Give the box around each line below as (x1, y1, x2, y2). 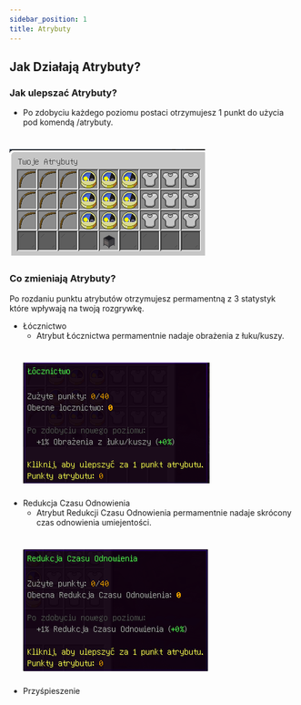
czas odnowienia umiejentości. (35, 516, 152, 527)
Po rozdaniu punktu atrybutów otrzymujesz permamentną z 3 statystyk (9, 292, 276, 304)
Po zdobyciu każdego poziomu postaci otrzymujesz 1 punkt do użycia (22, 107, 285, 118)
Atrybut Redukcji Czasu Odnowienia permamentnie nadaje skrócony (35, 506, 293, 518)
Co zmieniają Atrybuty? (9, 272, 116, 285)
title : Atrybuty (9, 24, 71, 34)
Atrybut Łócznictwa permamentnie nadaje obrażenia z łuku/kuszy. (35, 330, 285, 341)
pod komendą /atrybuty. (22, 117, 114, 128)
